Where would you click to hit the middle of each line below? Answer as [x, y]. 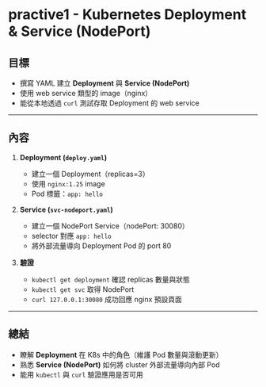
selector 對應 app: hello [72, 236]
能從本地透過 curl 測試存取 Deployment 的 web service [109, 103]
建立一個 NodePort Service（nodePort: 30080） [110, 226]
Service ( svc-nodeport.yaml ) [66, 209]
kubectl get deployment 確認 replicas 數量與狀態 [110, 279]
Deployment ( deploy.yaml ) [63, 157]
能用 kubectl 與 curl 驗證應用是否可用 [82, 374]
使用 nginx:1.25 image [68, 183]
